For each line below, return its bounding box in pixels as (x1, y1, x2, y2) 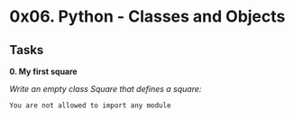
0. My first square (9, 66, 78, 77)
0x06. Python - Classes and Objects (9, 6, 286, 27)
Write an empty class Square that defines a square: (9, 84, 202, 94)
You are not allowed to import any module (9, 101, 171, 110)
